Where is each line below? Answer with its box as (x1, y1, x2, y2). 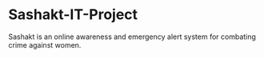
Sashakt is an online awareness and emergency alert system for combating (8, 32, 256, 41)
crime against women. (8, 40, 82, 49)
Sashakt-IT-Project (8, 6, 138, 24)
